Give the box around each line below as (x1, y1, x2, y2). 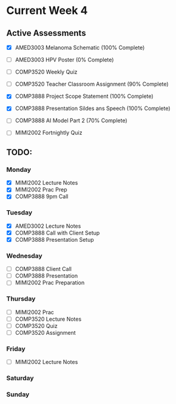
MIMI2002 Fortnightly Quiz (15, 129, 83, 137)
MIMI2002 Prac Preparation (15, 279, 85, 286)
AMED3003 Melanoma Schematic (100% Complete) (15, 44, 145, 51)
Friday (6, 344, 25, 353)
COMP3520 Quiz (15, 322, 58, 329)
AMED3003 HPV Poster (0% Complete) (15, 56, 114, 64)
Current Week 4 (6, 4, 88, 18)
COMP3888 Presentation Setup (15, 236, 94, 243)
